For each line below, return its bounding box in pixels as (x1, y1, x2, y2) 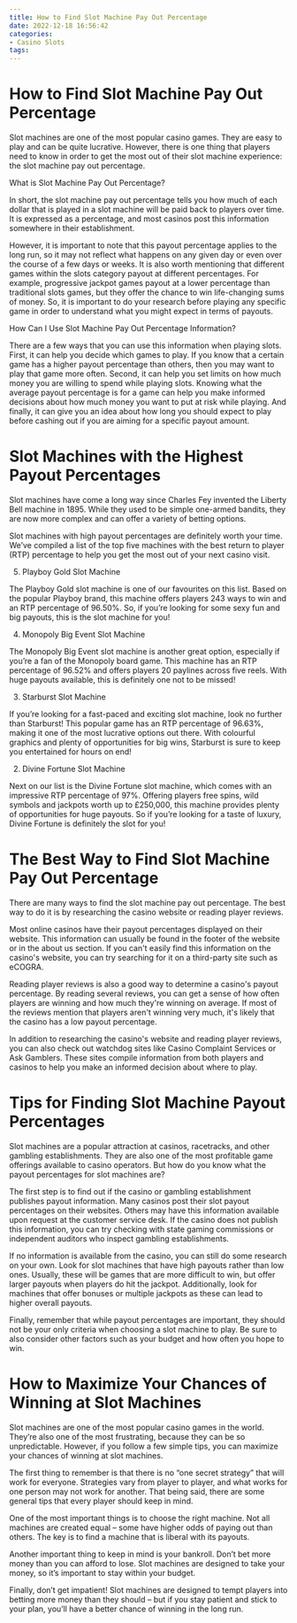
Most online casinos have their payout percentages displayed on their (9, 924, 263, 934)
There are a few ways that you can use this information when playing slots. (9, 340, 282, 351)
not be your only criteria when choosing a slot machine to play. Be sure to (9, 1324, 278, 1334)
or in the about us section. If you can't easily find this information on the (9, 942, 271, 953)
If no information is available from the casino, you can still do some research (9, 1250, 287, 1261)
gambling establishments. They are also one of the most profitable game (9, 1150, 274, 1161)
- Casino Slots (9, 37, 65, 47)
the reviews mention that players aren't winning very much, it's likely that (9, 1007, 276, 1017)
